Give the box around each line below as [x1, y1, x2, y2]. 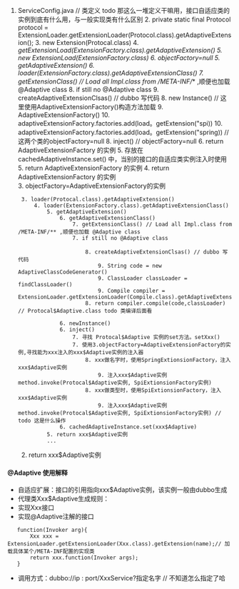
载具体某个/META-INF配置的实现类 [7, 548, 95, 555]
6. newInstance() [59, 320, 111, 327]
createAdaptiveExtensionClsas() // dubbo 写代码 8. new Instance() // [17, 94, 219, 102]
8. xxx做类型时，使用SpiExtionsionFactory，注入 [85, 387, 222, 394]
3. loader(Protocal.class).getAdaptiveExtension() [21, 196, 175, 203]
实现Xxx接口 [17, 503, 55, 512]
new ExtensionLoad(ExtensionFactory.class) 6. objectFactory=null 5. [17, 54, 220, 62]
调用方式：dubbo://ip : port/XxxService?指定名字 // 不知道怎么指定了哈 [17, 574, 226, 583]
